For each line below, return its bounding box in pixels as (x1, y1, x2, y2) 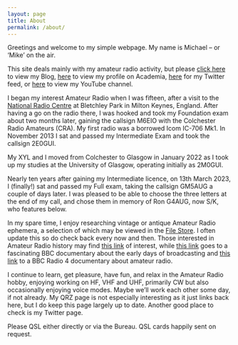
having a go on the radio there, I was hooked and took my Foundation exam (7, 109, 229, 118)
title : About (7, 17, 46, 24)
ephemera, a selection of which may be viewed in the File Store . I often (7, 226, 216, 235)
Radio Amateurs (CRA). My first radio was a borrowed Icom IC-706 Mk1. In (7, 124, 226, 133)
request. (7, 330, 32, 339)
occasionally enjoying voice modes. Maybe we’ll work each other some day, (7, 286, 231, 294)
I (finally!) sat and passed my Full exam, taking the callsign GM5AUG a (7, 182, 214, 191)
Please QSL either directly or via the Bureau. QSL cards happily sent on (7, 322, 217, 331)
